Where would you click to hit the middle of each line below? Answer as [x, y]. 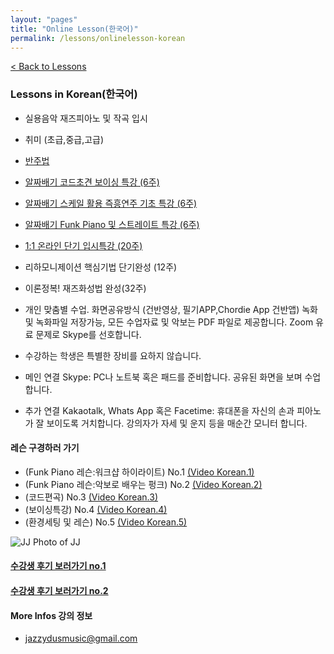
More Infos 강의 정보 [51, 615]
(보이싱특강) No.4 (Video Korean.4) [96, 509]
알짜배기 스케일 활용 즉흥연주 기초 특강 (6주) [111, 203]
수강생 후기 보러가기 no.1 [58, 566]
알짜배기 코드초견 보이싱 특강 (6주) [92, 182]
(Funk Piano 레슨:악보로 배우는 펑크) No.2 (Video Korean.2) [143, 484]
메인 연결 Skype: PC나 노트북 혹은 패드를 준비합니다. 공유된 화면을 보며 [163, 377]
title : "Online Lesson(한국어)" [74, 29]
